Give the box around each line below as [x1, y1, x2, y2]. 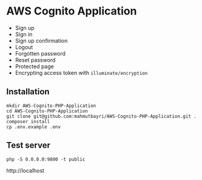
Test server [6, 140, 50, 150]
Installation [6, 86, 50, 97]
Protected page [15, 62, 55, 70]
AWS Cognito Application [6, 4, 137, 18]
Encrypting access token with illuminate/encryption [15, 69, 148, 76]
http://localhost [6, 167, 44, 174]
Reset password [15, 56, 56, 63]
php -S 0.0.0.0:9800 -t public [6, 156, 86, 162]
